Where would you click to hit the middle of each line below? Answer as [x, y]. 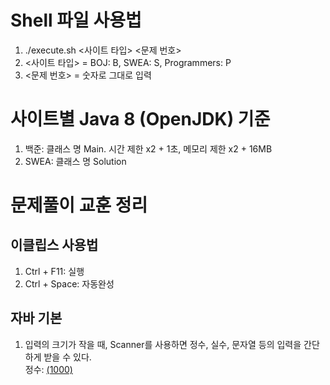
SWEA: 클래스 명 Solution [75, 161]
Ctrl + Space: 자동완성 [69, 283]
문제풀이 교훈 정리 [79, 205]
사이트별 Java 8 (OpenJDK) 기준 [140, 119]
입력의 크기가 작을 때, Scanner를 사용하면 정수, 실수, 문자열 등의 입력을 [163, 344]
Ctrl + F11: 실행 [54, 271]
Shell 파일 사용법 [76, 20]
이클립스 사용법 [54, 245]
